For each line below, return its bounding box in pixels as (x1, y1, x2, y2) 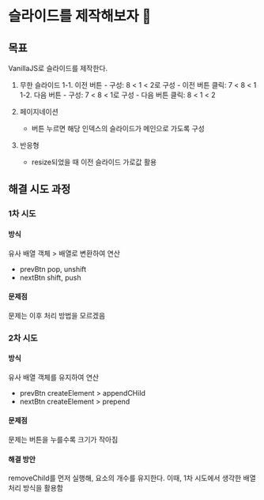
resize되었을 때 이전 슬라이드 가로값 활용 (31, 157, 157, 167)
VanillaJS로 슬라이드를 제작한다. (8, 64, 108, 73)
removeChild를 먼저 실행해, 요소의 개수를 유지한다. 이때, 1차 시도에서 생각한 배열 (8, 473, 257, 483)
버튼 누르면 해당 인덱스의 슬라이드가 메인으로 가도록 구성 (31, 124, 206, 133)
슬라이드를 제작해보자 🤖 (8, 7, 152, 25)
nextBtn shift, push (19, 273, 81, 282)
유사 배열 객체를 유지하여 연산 (8, 372, 100, 382)
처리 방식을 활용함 (8, 483, 63, 493)
